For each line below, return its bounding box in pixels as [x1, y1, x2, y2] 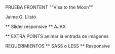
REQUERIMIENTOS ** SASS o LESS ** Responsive [5, 43, 110, 49]
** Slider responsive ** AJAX [5, 23, 66, 29]
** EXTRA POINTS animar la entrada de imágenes [5, 33, 109, 39]
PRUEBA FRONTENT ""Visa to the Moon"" [5, 4, 93, 10]
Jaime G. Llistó [5, 14, 36, 19]
